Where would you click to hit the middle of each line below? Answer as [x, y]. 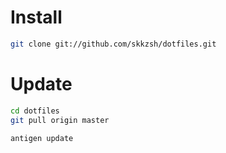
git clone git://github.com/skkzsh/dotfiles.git [113, 44]
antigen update [42, 138]
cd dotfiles [35, 111]
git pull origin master [60, 120]
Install [36, 17]
